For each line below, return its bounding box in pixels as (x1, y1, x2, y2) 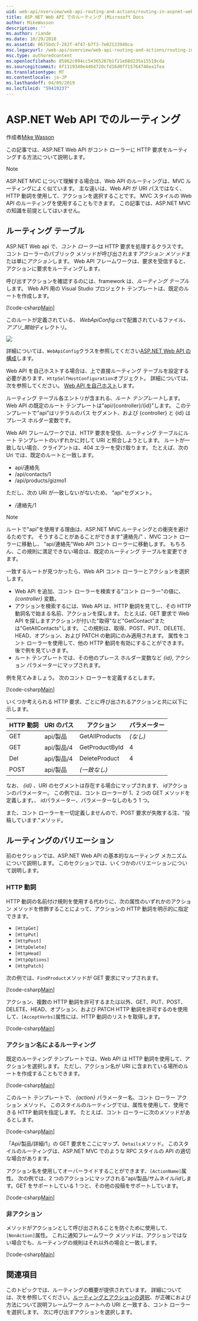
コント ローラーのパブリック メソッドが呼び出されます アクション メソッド (6, 250, 186, 257)
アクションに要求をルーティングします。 (6, 265, 104, 272)
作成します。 (21, 292, 52, 299)
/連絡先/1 (14, 502, 37, 509)
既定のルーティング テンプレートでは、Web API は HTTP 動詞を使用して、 (6, 1055, 185, 1062)
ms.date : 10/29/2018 (6, 36, 57, 42)
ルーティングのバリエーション (6, 835, 114, 845)
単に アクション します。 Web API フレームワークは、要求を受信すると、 (16, 258, 189, 265)
